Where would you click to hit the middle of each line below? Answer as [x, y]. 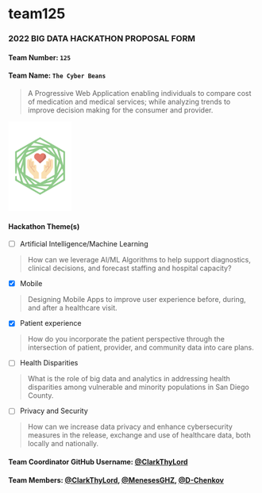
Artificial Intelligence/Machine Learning [84, 244]
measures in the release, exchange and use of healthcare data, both [139, 435]
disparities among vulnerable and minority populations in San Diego [139, 387]
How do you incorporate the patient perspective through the [126, 339]
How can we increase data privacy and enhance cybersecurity [130, 427]
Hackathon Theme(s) [44, 226]
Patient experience [50, 323]
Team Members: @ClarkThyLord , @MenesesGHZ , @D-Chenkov [116, 480]
